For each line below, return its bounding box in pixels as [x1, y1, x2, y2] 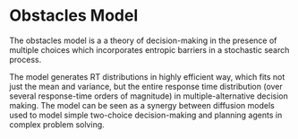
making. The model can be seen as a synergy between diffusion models [9, 100, 275, 110]
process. [9, 54, 42, 65]
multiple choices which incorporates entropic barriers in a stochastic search [9, 44, 290, 55]
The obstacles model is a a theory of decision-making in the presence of [9, 35, 277, 46]
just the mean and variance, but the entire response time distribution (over [9, 81, 284, 91]
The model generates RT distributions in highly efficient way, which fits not [9, 71, 285, 82]
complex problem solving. [9, 118, 105, 130]
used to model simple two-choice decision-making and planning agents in [9, 109, 283, 120]
